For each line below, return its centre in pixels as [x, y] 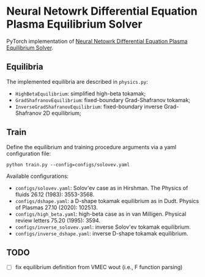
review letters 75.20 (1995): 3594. [58, 220]
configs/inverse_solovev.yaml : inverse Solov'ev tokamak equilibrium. [103, 227]
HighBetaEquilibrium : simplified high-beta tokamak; [80, 94]
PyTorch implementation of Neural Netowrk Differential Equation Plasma [97, 41]
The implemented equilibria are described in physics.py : [77, 81]
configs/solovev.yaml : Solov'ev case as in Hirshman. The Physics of [102, 188]
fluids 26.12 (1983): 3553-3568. [55, 194]
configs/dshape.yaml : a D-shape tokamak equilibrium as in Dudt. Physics [107, 201]
